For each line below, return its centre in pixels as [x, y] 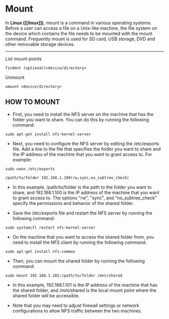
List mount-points [23, 59]
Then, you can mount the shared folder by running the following [78, 261]
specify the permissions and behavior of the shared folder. [73, 203]
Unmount [15, 77]
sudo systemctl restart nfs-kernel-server [50, 228]
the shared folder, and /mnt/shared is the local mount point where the [84, 290]
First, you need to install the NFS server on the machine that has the [83, 114]
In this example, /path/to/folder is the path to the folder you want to [82, 187]
